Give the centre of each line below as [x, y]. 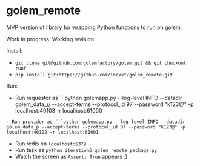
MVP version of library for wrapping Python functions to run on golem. [94, 27]
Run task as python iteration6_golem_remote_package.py [86, 150]
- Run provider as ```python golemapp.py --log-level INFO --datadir [96, 122]
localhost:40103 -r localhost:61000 [58, 110]
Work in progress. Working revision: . [52, 39]
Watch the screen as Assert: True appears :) [71, 156]
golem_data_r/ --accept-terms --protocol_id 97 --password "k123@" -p [104, 104]
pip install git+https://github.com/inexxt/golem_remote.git [94, 75]
